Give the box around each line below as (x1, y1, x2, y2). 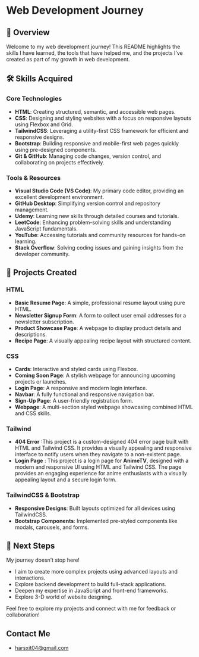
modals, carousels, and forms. (14, 524, 89, 531)
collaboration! (6, 611, 40, 618)
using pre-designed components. (14, 146, 97, 153)
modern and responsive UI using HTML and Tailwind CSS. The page (14, 463, 182, 471)
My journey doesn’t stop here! (6, 556, 80, 563)
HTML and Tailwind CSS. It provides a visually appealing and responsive (14, 444, 192, 452)
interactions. (14, 574, 46, 581)
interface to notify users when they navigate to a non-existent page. (14, 451, 182, 458)
